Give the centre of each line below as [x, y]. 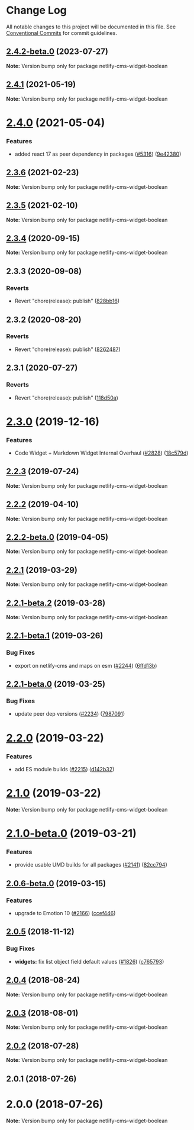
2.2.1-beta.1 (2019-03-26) [55, 636]
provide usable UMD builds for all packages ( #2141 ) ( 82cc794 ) [91, 865]
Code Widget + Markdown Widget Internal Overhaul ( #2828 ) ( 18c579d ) [101, 453]
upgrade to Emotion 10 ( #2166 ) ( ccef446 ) [65, 913]
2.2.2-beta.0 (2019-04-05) [57, 537]
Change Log [36, 10]
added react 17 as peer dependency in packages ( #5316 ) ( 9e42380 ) [98, 154]
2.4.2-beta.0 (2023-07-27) [57, 52]
